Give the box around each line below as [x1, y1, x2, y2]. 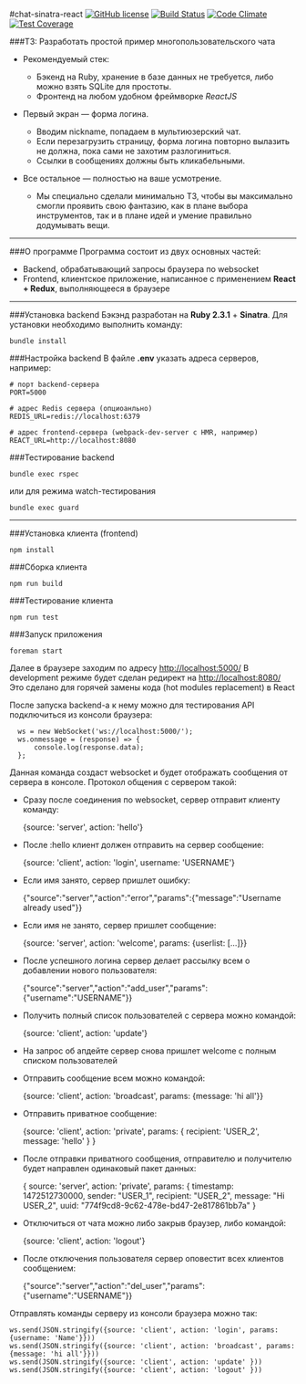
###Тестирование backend [9, 452, 116, 463]
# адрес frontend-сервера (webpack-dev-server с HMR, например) [9, 428, 259, 437]
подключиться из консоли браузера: [9, 709, 153, 720]
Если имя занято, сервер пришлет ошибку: [22, 875, 191, 886]
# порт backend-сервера [9, 380, 100, 389]
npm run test [9, 613, 59, 622]
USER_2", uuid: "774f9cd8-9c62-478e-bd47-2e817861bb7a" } [22, 1201, 257, 1211]
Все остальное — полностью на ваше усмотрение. [22, 173, 222, 183]
